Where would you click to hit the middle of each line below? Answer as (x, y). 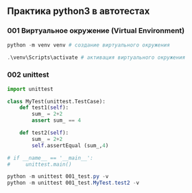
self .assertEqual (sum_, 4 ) (70, 145)
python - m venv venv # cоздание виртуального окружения (88, 45)
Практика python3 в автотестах (79, 11)
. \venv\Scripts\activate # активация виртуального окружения (96, 57)
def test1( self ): (44, 108)
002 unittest (28, 75)
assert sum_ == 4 (56, 120)
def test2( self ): (44, 133)
